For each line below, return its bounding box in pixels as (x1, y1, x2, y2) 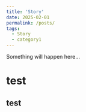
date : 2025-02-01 (6, 14, 50, 20)
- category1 (11, 37, 42, 43)
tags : (6, 25, 20, 32)
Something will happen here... (6, 53, 80, 60)
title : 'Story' (6, 8, 45, 15)
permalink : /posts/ (6, 20, 55, 26)
